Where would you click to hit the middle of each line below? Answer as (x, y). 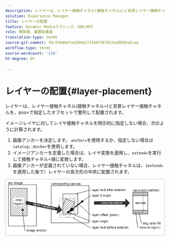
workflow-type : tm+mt (28, 48)
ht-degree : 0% (20, 59)
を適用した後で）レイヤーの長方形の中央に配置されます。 (72, 172)
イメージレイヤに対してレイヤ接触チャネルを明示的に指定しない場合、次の (83, 123)
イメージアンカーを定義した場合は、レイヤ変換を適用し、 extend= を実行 (87, 153)
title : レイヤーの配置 (27, 21)
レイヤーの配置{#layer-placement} (79, 91)
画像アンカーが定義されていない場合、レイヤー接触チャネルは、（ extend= (88, 165)
